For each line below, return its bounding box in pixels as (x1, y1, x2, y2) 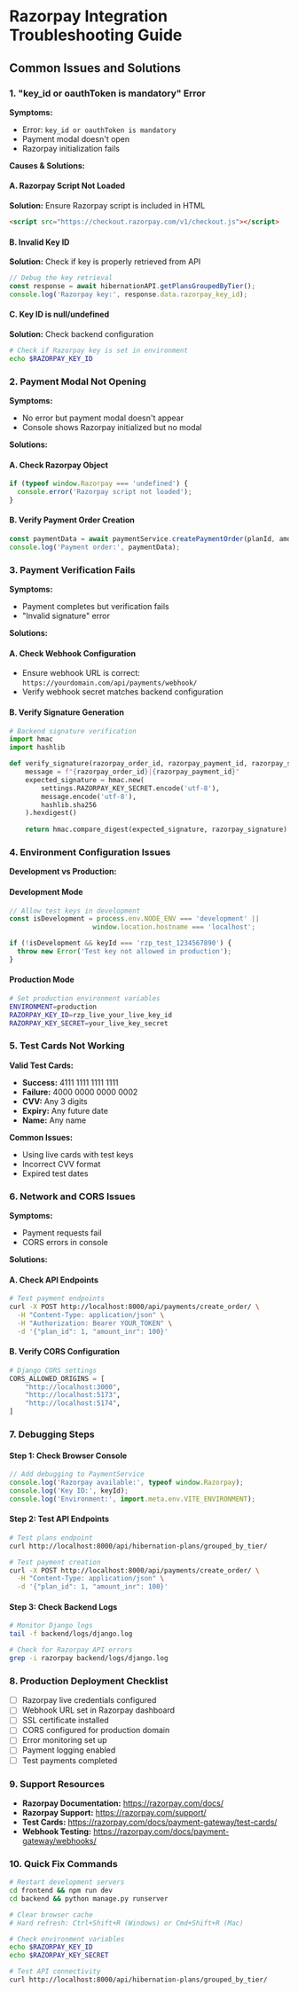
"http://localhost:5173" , (25, 1391, 122, 1400)
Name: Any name (21, 1115, 87, 1126)
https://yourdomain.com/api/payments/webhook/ (21, 679, 198, 688)
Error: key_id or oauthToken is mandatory (21, 124, 176, 135)
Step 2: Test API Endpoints (9, 1514, 109, 1525)
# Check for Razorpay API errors (9, 1645, 133, 1655)
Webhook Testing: (21, 1825, 91, 1837)
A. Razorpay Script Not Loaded (9, 180, 126, 192)
